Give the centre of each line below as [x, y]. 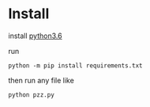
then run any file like [41, 80]
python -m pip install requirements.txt [76, 65]
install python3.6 [35, 36]
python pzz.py [32, 95]
